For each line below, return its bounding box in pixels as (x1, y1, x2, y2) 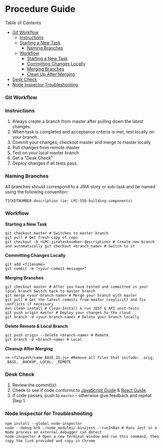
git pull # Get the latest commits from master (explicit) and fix (5, 297, 146, 302)
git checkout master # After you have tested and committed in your (5, 284, 148, 289)
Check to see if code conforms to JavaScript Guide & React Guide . (12, 387, 147, 393)
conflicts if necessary (5, 302, 54, 307)
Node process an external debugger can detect (5, 430, 102, 435)
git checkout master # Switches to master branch (5, 231, 109, 236)
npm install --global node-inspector (5, 421, 82, 426)
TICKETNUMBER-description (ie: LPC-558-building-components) (5, 199, 133, 204)
